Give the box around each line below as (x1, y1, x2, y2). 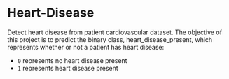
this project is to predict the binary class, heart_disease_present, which (7, 35, 213, 43)
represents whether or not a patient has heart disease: (7, 43, 165, 51)
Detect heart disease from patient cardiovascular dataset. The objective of (7, 28, 223, 36)
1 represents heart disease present (17, 64, 119, 72)
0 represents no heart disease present (17, 56, 127, 64)
